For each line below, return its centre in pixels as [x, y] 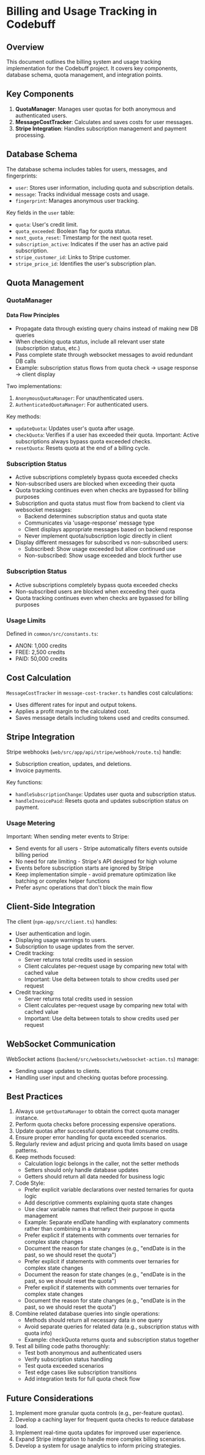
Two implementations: [34, 386]
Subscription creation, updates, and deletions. [73, 763]
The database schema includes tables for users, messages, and [87, 169]
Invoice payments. [38, 770]
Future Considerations [50, 1398]
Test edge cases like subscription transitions [80, 1372]
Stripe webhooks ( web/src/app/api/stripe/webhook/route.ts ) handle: [94, 752]
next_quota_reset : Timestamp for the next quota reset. [84, 237]
